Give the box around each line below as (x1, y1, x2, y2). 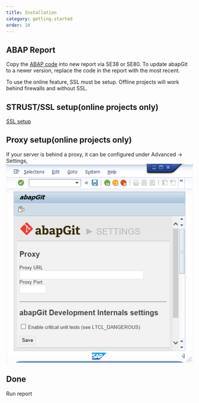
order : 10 (6, 22, 31, 28)
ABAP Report (6, 45, 56, 55)
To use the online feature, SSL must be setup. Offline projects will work (6, 78, 179, 86)
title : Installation (6, 10, 57, 15)
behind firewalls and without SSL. (6, 85, 88, 92)
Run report (6, 390, 33, 397)
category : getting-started (6, 15, 73, 22)
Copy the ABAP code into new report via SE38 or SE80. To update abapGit (6, 61, 188, 68)
